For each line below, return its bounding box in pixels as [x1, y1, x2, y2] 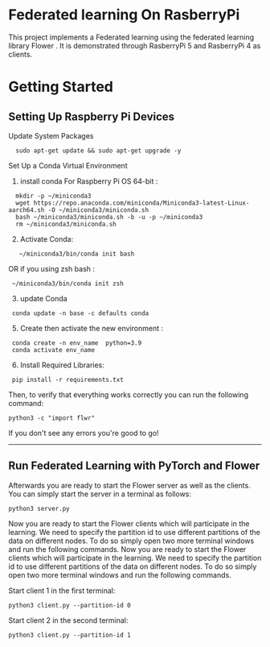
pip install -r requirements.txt [11, 375, 125, 384]
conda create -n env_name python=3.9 [11, 338, 142, 347]
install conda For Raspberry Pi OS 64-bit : [19, 176, 158, 186]
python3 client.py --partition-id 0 [8, 601, 131, 609]
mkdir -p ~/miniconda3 [15, 192, 92, 200]
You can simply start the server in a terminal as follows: [8, 489, 191, 499]
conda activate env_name [11, 346, 95, 354]
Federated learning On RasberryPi [8, 6, 240, 24]
